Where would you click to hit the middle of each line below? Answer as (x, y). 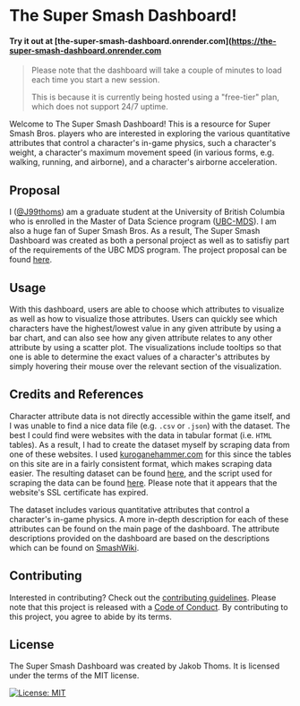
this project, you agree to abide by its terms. (90, 616)
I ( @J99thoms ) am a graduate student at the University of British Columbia (147, 212)
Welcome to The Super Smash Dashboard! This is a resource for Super (140, 124)
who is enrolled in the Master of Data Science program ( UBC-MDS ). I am (143, 221)
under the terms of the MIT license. (74, 676)
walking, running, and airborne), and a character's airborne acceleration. (143, 162)
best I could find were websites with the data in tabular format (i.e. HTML (141, 435)
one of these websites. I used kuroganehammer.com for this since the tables (150, 454)
